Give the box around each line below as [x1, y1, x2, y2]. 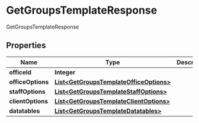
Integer [54, 68, 76, 76]
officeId [9, 68, 31, 76]
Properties [6, 40, 46, 51]
